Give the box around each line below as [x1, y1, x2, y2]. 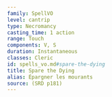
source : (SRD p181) [7, 80, 63, 87]
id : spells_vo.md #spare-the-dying [7, 61, 106, 68]
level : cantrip [7, 16, 51, 23]
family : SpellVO [7, 10, 53, 17]
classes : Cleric [7, 55, 53, 61]
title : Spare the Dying [7, 67, 75, 74]
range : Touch [7, 36, 44, 42]
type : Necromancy [7, 23, 57, 29]
